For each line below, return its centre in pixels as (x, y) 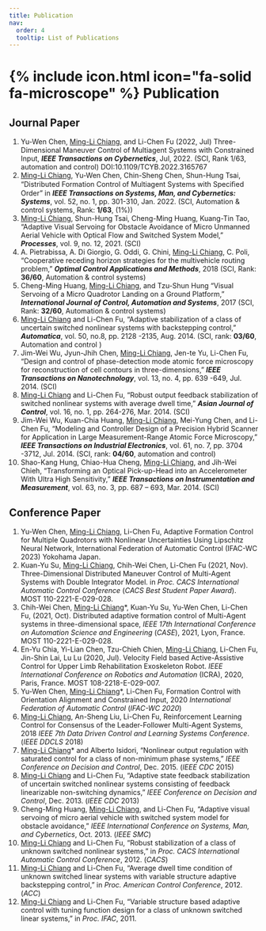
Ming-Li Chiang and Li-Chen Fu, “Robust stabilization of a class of (128, 843)
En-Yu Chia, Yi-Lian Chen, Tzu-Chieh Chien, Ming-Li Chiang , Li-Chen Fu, (139, 649)
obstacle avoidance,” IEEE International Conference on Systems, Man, (135, 826)
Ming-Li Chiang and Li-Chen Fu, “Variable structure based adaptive (130, 902)
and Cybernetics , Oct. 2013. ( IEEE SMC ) (85, 834)
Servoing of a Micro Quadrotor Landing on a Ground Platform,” (122, 294)
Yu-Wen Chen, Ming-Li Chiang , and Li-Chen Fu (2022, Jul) (116, 142)
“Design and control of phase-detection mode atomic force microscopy (137, 362)
